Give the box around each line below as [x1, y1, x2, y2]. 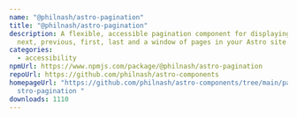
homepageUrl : [9, 78, 57, 87]
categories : [9, 46, 53, 55]
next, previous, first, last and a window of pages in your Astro [17, 37, 267, 47]
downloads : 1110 [9, 94, 69, 104]
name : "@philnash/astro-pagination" [9, 12, 144, 22]
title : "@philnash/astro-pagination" [9, 21, 148, 30]
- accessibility [17, 54, 77, 62]
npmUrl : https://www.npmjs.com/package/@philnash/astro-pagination [9, 62, 263, 71]
